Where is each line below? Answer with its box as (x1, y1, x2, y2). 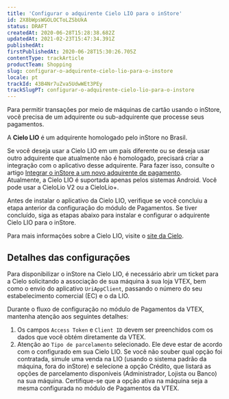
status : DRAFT (7, 23, 48, 30)
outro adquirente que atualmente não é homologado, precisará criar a (7, 154, 204, 162)
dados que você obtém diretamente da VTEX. (16, 332, 146, 341)
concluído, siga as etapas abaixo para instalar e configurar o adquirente (7, 211, 210, 220)
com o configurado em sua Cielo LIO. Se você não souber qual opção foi (16, 347, 223, 356)
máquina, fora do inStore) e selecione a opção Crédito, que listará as (16, 362, 211, 370)
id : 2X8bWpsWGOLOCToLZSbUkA (7, 16, 88, 23)
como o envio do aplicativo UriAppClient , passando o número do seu (7, 284, 202, 293)
